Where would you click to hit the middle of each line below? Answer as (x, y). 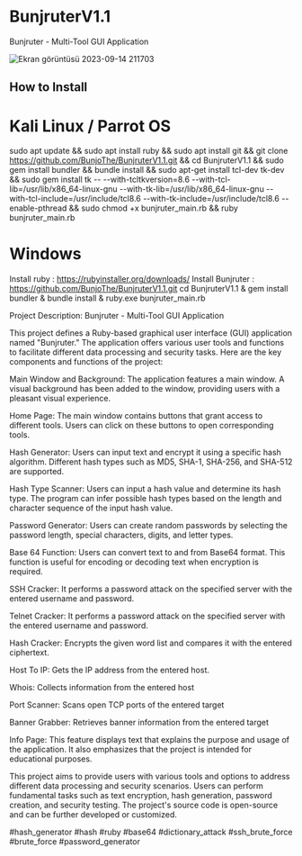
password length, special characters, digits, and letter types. (121, 535)
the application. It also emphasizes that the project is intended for (130, 750)
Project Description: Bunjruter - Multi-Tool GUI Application (117, 316)
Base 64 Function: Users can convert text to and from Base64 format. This (147, 553)
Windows (45, 254)
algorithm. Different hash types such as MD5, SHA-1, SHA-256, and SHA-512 (151, 462)
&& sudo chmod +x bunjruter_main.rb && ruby (153, 208)
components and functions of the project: (86, 362)
